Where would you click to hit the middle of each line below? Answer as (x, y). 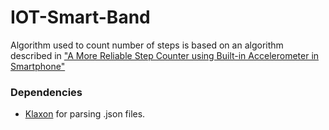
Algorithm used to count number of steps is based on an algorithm (147, 45)
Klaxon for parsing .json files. (85, 114)
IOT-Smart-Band (80, 17)
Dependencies (46, 92)
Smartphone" (38, 66)
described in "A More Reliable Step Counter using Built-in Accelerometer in (165, 55)
